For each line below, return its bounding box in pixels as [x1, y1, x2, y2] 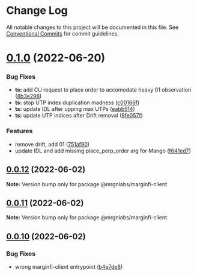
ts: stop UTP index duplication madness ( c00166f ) [14, 99, 140, 106]
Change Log [6, 4, 68, 17]
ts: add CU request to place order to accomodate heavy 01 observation [14, 86, 192, 93]
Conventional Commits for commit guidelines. [6, 30, 119, 37]
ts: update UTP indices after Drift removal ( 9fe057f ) [14, 112, 143, 119]
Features [6, 127, 33, 136]
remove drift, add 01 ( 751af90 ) [14, 140, 90, 148]
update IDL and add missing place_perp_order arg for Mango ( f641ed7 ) [14, 147, 191, 154]
